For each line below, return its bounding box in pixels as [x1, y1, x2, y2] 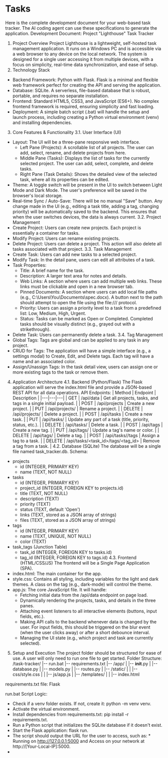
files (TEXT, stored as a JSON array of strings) [20, 517, 116, 523]
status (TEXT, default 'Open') [20, 506, 80, 512]
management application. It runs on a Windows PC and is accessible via [12, 45, 161, 51]
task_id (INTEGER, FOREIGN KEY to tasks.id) [20, 549, 112, 555]
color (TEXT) [20, 538, 47, 544]
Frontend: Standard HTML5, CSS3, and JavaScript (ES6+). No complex [12, 98, 159, 104]
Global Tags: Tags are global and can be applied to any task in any [12, 337, 150, 343]
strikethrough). [20, 326, 51, 332]
